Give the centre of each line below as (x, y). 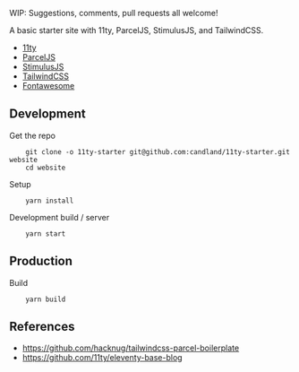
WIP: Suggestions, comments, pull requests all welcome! (114, 13)
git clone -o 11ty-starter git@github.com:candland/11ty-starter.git (158, 151)
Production (41, 261)
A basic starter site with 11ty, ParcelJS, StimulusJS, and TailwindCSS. (137, 30)
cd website (46, 168)
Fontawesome (48, 86)
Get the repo (33, 135)
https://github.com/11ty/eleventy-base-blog (102, 358)
